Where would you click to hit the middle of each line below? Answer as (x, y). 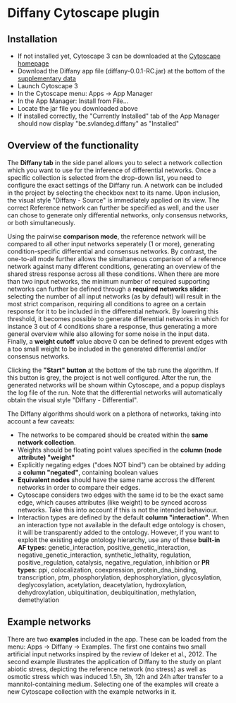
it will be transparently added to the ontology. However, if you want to (118, 532)
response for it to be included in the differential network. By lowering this (113, 311)
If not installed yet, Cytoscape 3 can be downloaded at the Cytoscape (119, 56)
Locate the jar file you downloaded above (78, 108)
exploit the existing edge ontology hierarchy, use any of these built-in (119, 540)
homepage (33, 64)
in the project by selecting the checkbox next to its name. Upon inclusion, (114, 193)
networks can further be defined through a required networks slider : (108, 289)
